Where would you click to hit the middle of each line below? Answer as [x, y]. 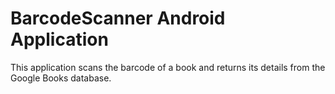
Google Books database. [61, 78]
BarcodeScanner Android [118, 18]
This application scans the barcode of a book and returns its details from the [168, 67]
